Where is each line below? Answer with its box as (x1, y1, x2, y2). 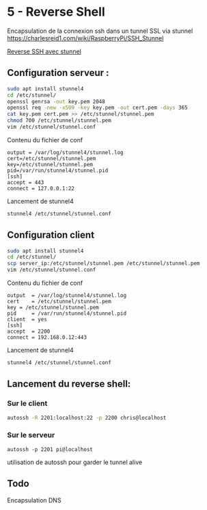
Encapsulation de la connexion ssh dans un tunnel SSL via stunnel (7, 27, 193, 35)
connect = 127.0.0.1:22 (7, 185, 75, 192)
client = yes (7, 316, 48, 323)
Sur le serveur (7, 431, 55, 440)
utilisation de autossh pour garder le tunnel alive (7, 458, 143, 466)
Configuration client (7, 229, 94, 241)
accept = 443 (7, 179, 44, 186)
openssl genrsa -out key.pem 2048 (7, 98, 106, 105)
